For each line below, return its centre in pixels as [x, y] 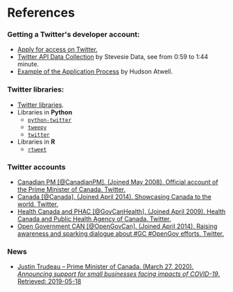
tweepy [37, 127]
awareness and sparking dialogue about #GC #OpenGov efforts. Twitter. [120, 234]
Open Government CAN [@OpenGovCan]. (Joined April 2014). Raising [117, 226]
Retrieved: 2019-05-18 [49, 282]
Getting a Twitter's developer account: [74, 35]
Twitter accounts [36, 166]
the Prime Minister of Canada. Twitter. [71, 189]
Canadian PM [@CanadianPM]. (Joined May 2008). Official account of [118, 182]
